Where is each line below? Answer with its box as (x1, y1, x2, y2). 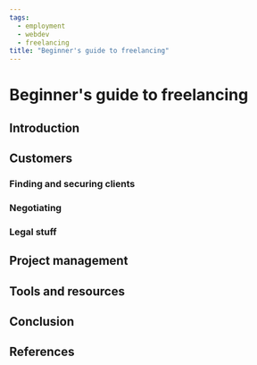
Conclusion (9, 314, 75, 329)
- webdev (17, 30, 50, 38)
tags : (9, 13, 29, 22)
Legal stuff (9, 225, 57, 238)
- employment (17, 21, 66, 30)
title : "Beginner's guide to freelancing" (9, 47, 170, 55)
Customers (9, 151, 73, 166)
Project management (9, 253, 128, 268)
